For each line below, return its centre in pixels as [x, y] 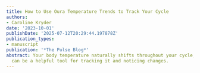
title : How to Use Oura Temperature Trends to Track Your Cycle [87, 11]
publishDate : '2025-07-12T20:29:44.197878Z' [62, 34]
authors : [17, 17]
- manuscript [22, 45]
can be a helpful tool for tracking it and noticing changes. [90, 61]
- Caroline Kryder [29, 22]
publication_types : [30, 39]
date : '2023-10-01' [30, 28]
